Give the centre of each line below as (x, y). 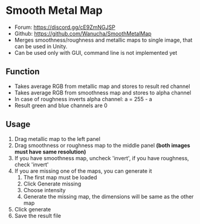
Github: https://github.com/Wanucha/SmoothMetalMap (83, 33)
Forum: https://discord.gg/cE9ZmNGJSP (65, 27)
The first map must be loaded (60, 177)
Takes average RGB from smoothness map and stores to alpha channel (103, 92)
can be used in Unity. (41, 46)
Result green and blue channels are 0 (61, 105)
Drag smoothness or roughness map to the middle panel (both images (102, 145)
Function (23, 72)
